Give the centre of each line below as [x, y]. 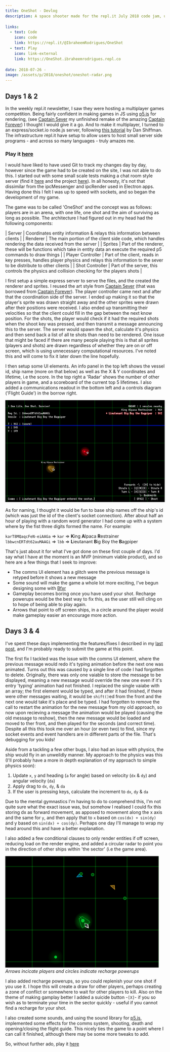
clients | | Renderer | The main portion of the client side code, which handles [85, 239]
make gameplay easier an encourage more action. [65, 615]
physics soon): [21, 765]
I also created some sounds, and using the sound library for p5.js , [74, 1017]
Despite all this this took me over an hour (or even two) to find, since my [80, 729]
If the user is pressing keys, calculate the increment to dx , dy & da [80, 792]
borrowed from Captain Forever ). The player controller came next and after [83, 291]
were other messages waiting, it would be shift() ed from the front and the [83, 696]
